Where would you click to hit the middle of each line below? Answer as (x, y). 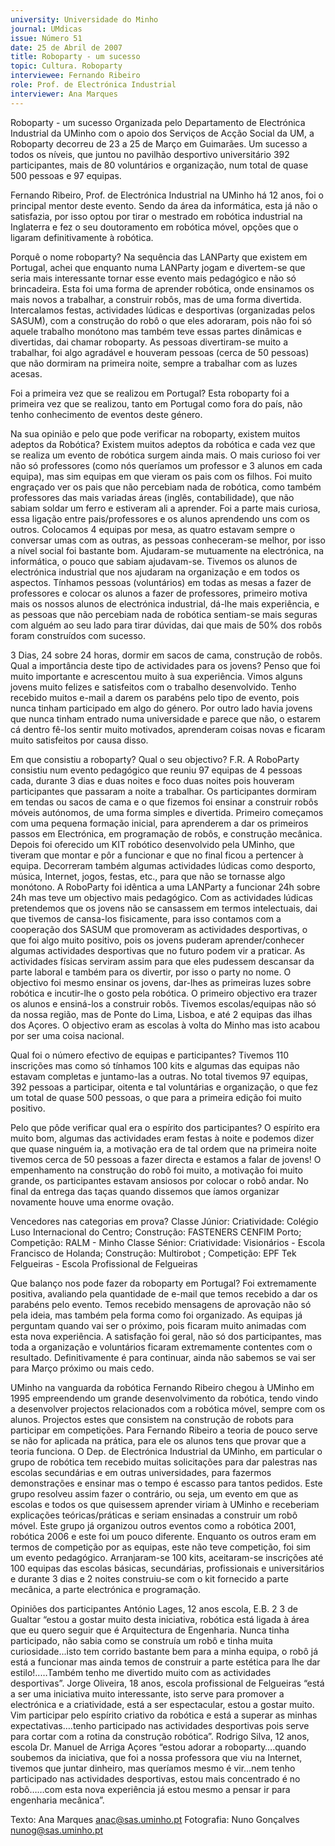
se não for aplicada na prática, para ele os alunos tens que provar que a (158, 1440)
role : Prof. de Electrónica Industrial (93, 85)
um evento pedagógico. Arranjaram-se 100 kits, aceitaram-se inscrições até (167, 1557)
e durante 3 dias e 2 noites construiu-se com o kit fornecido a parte (149, 1578)
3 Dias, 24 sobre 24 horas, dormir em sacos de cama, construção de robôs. (166, 655)
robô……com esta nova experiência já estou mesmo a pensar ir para (150, 1789)
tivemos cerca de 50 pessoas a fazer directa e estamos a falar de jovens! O (166, 1159)
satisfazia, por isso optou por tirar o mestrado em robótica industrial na (156, 216)
